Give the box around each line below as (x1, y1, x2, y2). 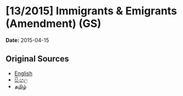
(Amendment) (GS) (5, 17, 102, 30)
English (14, 70, 33, 77)
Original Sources (5, 54, 69, 64)
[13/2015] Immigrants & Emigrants (5, 4, 177, 18)
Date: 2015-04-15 (5, 36, 49, 44)
